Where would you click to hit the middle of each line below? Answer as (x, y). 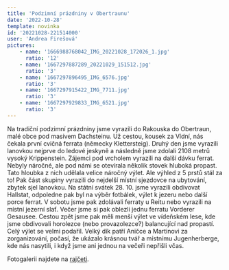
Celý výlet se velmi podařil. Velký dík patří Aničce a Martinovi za (98, 231)
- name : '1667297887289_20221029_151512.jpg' (86, 65)
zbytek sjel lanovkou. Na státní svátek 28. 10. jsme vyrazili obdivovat (104, 187)
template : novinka (33, 26)
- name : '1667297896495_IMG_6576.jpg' (75, 77)
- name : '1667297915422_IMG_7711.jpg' (75, 90)
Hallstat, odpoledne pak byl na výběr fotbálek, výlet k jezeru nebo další (107, 194)
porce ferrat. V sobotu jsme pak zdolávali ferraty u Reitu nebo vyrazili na (109, 202)
